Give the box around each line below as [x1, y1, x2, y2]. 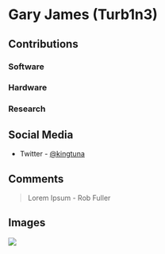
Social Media [8, 128, 74, 141]
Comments [8, 172, 64, 186]
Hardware [8, 82, 48, 93]
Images [8, 216, 46, 229]
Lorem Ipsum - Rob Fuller [27, 193, 111, 202]
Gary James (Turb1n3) [8, 6, 159, 24]
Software [8, 61, 45, 72]
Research [8, 103, 46, 114]
